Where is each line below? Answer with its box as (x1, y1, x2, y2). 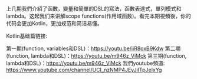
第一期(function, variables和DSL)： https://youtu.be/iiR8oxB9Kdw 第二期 (6, 45, 181, 52)
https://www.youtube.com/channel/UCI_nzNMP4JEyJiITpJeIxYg (6, 67, 162, 73)
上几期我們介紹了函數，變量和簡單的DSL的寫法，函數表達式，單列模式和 (6, 5, 182, 12)
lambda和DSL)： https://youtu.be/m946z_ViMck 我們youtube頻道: (6, 60, 165, 67)
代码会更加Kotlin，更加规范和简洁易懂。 (6, 20, 103, 27)
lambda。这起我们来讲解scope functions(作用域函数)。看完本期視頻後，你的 (6, 12, 191, 19)
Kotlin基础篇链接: (6, 32, 47, 39)
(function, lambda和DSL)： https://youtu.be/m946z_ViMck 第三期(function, (6, 52, 187, 59)
